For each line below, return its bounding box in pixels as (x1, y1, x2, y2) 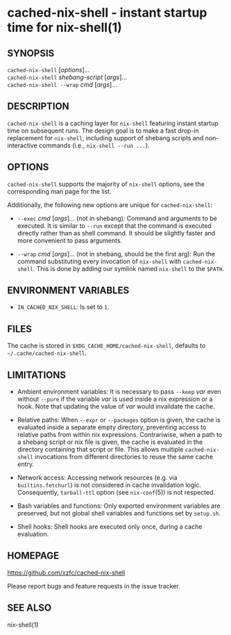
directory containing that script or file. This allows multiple (17, 445, 184, 454)
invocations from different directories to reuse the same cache (34, 453, 214, 461)
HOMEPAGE (7, 550, 60, 562)
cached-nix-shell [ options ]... (7, 66, 90, 74)
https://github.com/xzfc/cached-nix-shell (7, 568, 126, 577)
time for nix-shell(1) (7, 19, 123, 35)
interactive (7, 141, 38, 149)
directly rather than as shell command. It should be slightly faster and (17, 229, 216, 237)
